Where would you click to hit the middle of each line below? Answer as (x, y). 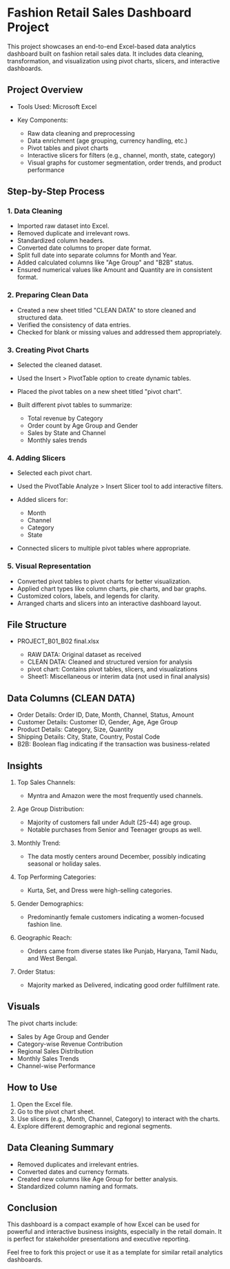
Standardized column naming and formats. (77, 1186)
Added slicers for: (42, 500)
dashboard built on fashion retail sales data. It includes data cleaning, (106, 54)
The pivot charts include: (42, 1023)
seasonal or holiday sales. (64, 864)
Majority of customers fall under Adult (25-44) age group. (109, 822)
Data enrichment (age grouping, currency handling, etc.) (107, 140)
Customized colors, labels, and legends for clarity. (88, 596)
